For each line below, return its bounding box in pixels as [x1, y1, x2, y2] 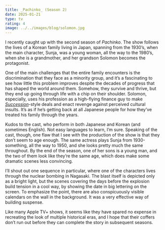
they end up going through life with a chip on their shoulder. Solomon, [5, 91, 147, 97]
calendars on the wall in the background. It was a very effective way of [5, 194, 149, 200]
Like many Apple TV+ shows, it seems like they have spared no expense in [5, 209, 157, 215]
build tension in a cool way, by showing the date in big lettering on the [5, 184, 147, 189]
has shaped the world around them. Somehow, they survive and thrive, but [5, 86, 157, 92]
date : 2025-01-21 [5, 12, 41, 17]
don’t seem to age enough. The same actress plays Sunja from [5, 137, 132, 143]
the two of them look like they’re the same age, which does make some [5, 153, 149, 159]
